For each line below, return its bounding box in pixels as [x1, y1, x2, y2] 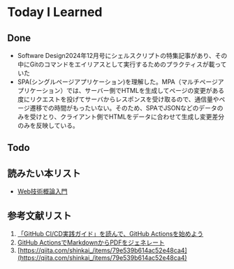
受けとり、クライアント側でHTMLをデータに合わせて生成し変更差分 [29, 112, 225, 121]
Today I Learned [7, 4, 103, 20]
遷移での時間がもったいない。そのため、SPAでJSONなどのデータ [29, 104, 218, 112]
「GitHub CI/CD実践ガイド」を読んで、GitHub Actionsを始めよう [17, 230, 204, 238]
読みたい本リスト [7, 167, 81, 179]
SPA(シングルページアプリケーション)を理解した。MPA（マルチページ [17, 78, 218, 86]
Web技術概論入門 [17, 187, 68, 196]
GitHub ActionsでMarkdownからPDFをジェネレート [17, 238, 166, 247]
